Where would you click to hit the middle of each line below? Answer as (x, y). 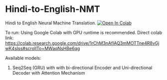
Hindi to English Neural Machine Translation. (51, 23)
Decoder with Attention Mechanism (49, 73)
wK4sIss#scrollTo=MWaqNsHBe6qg (43, 48)
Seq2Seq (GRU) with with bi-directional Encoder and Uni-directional (82, 68)
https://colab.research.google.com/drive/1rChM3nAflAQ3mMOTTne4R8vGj (82, 43)
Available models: (23, 58)
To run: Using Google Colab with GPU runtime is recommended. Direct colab (84, 32)
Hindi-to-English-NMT (53, 9)
